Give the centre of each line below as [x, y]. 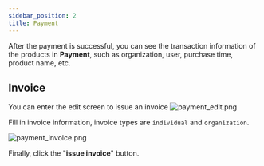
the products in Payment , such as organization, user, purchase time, [121, 54]
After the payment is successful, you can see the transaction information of [132, 45]
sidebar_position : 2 [43, 16]
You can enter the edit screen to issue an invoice [89, 107]
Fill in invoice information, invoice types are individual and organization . [129, 123]
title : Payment [33, 23]
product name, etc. [39, 63]
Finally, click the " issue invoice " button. [74, 153]
